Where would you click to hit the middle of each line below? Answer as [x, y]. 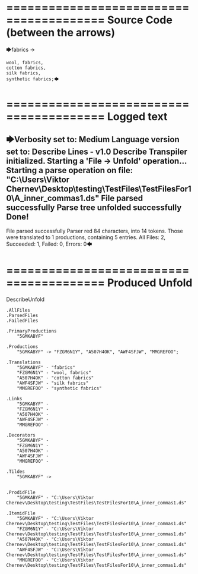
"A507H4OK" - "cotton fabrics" [55, 378]
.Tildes [16, 471]
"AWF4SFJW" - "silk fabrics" [53, 383]
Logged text [137, 117]
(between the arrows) [61, 33]
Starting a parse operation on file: [70, 170]
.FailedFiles [22, 321]
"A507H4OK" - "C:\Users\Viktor [55, 539]
